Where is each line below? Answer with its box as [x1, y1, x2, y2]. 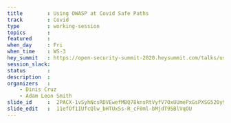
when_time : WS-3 [7, 49, 67, 55]
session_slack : [7, 61, 51, 68]
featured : [7, 36, 51, 42]
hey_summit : [7, 55, 51, 61]
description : [7, 73, 51, 81]
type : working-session [7, 23, 100, 29]
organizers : [7, 80, 51, 87]
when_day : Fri [7, 42, 63, 49]
